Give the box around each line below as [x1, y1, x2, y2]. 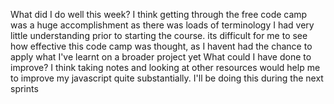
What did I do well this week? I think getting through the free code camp [10, 9, 308, 20]
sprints [10, 83, 39, 94]
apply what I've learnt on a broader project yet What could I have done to [10, 51, 312, 63]
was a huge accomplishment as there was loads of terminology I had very [10, 19, 315, 31]
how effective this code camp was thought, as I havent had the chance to [10, 40, 313, 52]
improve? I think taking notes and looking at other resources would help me [10, 62, 321, 73]
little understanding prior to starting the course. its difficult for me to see [10, 30, 308, 41]
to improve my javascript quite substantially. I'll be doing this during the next [10, 72, 324, 84]
